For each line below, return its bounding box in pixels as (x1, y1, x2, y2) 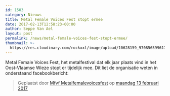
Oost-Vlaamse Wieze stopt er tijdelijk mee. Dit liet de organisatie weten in (5, 65, 158, 71)
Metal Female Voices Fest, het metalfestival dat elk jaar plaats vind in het (5, 59, 157, 65)
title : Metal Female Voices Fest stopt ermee (5, 17, 103, 22)
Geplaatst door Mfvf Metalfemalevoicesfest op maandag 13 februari (17, 80, 159, 86)
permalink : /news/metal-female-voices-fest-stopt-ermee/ (5, 36, 128, 41)
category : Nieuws (5, 12, 42, 17)
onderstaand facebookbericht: (5, 70, 69, 76)
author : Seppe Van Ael (5, 26, 53, 31)
